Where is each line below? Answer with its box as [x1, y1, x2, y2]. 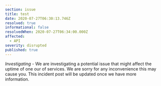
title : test [5, 12, 29, 16]
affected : [5, 34, 25, 39]
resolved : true [5, 20, 36, 26]
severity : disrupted [5, 43, 47, 48]
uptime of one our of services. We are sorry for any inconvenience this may [5, 66, 157, 72]
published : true [5, 47, 38, 52]
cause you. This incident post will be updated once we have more [5, 71, 137, 77]
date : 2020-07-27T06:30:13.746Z [5, 16, 71, 21]
